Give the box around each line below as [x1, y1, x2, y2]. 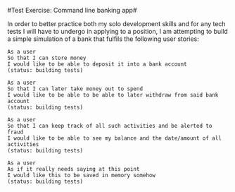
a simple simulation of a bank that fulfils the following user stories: [7, 35, 199, 43]
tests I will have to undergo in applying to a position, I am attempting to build [7, 28, 229, 35]
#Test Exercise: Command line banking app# [7, 6, 137, 14]
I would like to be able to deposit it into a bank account [7, 61, 188, 68]
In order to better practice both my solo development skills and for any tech [7, 20, 227, 28]
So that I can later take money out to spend [7, 85, 143, 92]
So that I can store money [7, 54, 87, 61]
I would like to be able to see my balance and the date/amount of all [7, 135, 222, 142]
